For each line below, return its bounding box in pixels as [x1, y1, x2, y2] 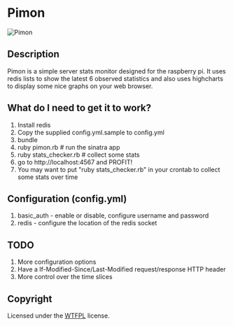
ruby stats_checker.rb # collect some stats [17, 150, 140, 159]
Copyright [7, 292, 52, 305]
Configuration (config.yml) [7, 192, 127, 204]
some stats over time [17, 173, 78, 181]
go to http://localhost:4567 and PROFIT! [17, 157, 133, 166]
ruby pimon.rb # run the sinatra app [17, 143, 120, 151]
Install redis [17, 120, 51, 129]
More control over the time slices [17, 273, 113, 281]
